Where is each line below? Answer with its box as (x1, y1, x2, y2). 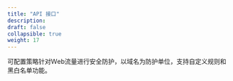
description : (7, 17, 46, 24)
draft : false (7, 23, 46, 31)
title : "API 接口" (7, 10, 60, 18)
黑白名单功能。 (7, 66, 51, 75)
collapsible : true (7, 30, 62, 38)
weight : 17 (7, 37, 40, 44)
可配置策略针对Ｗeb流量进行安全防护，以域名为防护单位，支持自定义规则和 (7, 58, 227, 66)
